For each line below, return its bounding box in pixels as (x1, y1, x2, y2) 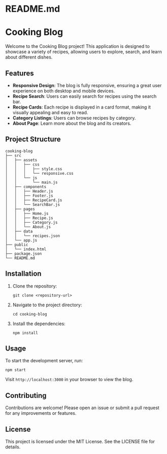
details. (5, 444, 21, 450)
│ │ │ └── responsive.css (5, 171, 74, 176)
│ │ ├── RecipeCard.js (5, 197, 62, 203)
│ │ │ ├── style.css (5, 166, 62, 171)
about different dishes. (5, 54, 53, 60)
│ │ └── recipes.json (5, 233, 60, 238)
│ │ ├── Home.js (5, 211, 49, 216)
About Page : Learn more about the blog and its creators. (12, 120, 131, 126)
